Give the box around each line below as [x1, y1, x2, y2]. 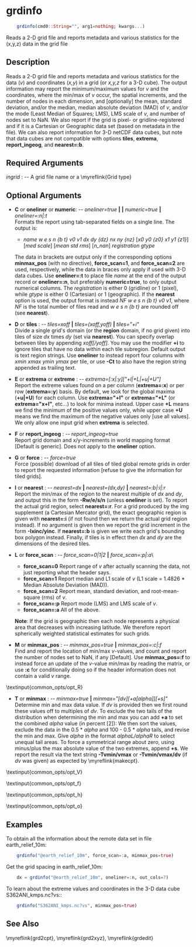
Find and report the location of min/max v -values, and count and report [14, 648, 187, 655]
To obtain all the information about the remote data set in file [6, 835, 152, 842]
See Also [6, 919, 39, 929]
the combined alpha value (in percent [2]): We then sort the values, [14, 720, 177, 727]
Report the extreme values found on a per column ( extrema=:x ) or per [14, 382, 184, 389]
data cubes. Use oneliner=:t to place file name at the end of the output [14, 272, 186, 279]
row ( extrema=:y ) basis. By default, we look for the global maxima [14, 388, 175, 395]
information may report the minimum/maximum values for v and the [6, 85, 169, 92]
